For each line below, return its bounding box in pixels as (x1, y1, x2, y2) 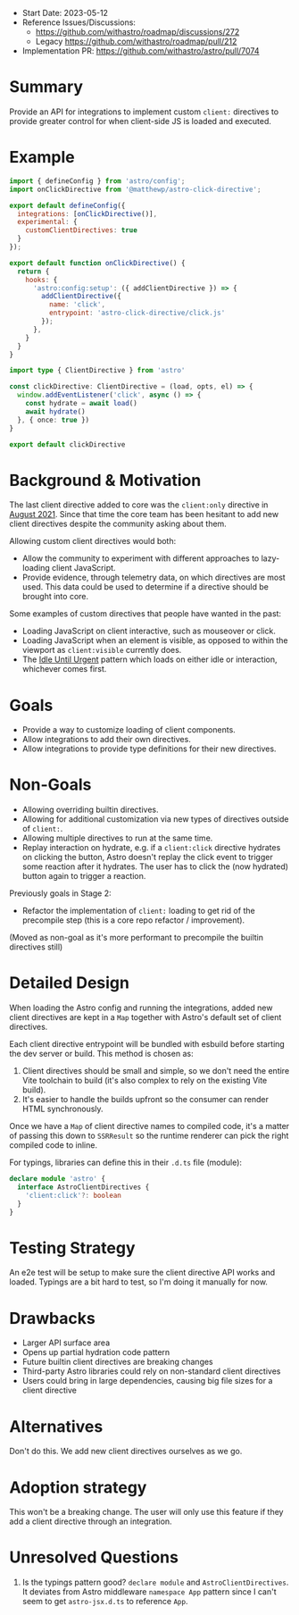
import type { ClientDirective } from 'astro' (9, 366, 186, 375)
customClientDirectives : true (25, 226, 138, 235)
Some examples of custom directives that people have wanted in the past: (9, 608, 282, 619)
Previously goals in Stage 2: (9, 888, 112, 899)
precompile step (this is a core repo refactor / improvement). (21, 915, 245, 925)
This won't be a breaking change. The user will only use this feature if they (9, 1507, 284, 1518)
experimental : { (17, 218, 78, 227)
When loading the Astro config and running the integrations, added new (9, 1002, 273, 1013)
